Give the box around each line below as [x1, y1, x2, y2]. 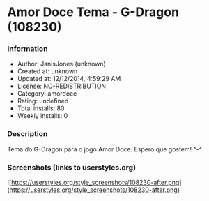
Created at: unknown [17, 67, 78, 75]
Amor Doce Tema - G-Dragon [7, 4, 180, 20]
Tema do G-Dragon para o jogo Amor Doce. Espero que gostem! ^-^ [7, 144, 202, 154]
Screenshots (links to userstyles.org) [7, 162, 137, 172]
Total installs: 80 [17, 104, 65, 112]
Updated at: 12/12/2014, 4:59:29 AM [17, 75, 121, 83]
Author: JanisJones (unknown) [17, 60, 106, 68]
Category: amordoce [17, 89, 77, 98]
